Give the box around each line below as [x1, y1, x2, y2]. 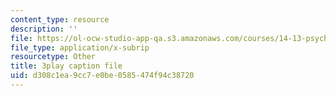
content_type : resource [10, 14, 110, 25]
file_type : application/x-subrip [10, 42, 150, 53]
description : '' [10, 24, 78, 34]
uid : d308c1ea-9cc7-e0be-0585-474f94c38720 [10, 71, 195, 81]
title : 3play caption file [10, 61, 123, 71]
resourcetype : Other [10, 52, 97, 62]
